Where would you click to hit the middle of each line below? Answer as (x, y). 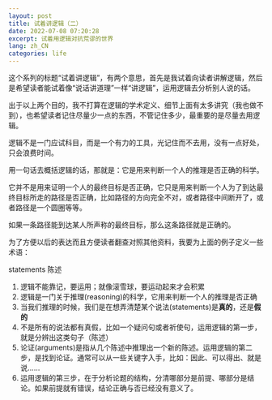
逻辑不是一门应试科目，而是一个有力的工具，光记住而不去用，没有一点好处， (136, 142)
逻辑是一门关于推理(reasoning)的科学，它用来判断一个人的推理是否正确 (138, 297)
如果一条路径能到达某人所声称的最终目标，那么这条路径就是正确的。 (122, 225)
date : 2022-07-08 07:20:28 (54, 31)
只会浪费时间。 (33, 153)
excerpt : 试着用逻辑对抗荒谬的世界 (61, 39)
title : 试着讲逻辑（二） (45, 24)
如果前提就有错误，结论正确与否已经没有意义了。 (116, 388)
